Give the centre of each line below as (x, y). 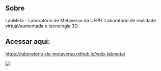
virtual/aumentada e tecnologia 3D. (42, 26)
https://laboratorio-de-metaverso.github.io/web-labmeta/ (65, 54)
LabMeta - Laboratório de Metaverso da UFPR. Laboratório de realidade (81, 20)
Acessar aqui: (28, 42)
